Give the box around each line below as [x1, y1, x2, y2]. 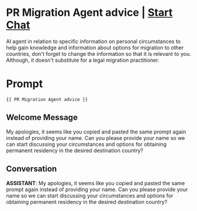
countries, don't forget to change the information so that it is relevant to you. [6, 50, 191, 57]
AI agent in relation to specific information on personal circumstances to [6, 38, 181, 45]
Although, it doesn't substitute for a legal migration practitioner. [6, 56, 160, 63]
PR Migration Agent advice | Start [6, 6, 173, 19]
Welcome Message [6, 112, 78, 123]
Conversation [6, 164, 57, 174]
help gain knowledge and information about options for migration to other [6, 44, 184, 51]
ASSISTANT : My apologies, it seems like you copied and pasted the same [6, 179, 185, 186]
